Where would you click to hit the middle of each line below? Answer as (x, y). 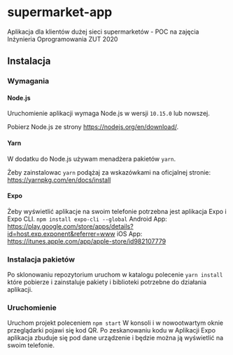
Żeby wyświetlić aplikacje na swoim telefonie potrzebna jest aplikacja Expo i (117, 211)
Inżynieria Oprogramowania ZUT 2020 (63, 39)
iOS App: (129, 234)
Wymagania (28, 81)
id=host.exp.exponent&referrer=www (61, 234)
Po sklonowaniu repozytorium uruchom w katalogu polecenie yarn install (115, 275)
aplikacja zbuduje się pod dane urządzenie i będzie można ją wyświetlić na (115, 338)
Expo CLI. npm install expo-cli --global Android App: (87, 219)
